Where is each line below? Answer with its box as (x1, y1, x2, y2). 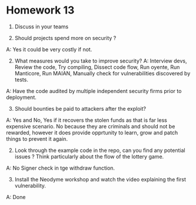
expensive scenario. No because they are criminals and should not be (6, 123, 175, 130)
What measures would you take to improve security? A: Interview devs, (14, 57, 187, 64)
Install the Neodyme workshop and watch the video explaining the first (14, 176, 187, 183)
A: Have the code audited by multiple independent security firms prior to (6, 87, 182, 94)
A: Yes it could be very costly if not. (6, 45, 92, 53)
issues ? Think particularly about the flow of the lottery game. (14, 153, 164, 160)
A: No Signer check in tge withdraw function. (6, 164, 115, 171)
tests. (14, 76, 28, 83)
